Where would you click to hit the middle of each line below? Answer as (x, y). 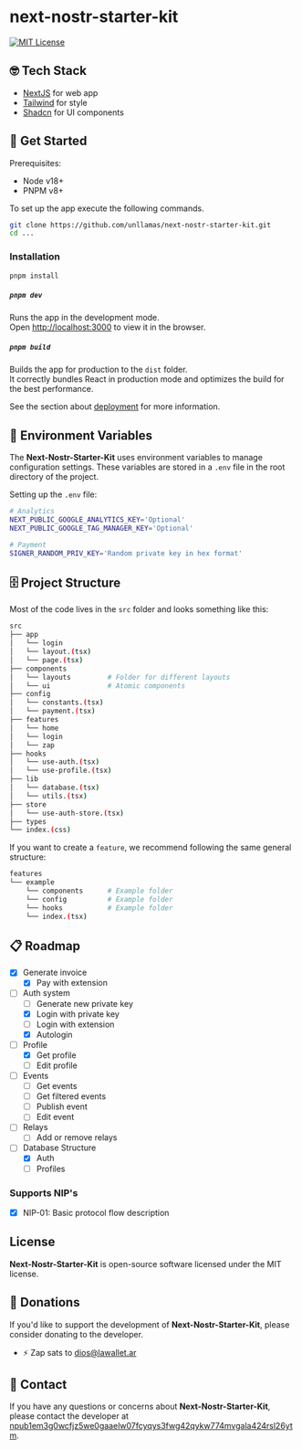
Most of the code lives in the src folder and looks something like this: (139, 609)
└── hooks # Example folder (99, 908)
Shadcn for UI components (73, 112)
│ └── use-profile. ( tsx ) (61, 771)
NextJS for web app (60, 92)
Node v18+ (43, 181)
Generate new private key (85, 1003)
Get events (57, 1086)
